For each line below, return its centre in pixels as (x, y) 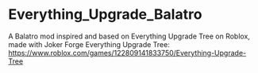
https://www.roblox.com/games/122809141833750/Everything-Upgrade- (127, 53)
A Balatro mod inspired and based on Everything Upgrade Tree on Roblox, (129, 36)
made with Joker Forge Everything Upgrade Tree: (89, 44)
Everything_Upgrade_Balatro (105, 15)
